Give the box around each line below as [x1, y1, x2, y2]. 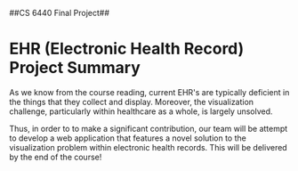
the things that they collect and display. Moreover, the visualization [9, 96, 254, 107]
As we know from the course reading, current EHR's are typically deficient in [9, 86, 290, 97]
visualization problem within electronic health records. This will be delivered [9, 142, 287, 152]
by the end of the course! [9, 151, 102, 162]
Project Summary [9, 58, 141, 78]
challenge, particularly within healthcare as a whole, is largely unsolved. [9, 106, 273, 117]
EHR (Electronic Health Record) [9, 39, 245, 59]
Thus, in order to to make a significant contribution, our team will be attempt [9, 123, 288, 134]
